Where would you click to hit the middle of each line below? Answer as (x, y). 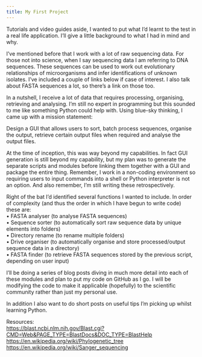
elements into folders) (33, 229)
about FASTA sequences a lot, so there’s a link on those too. (80, 86)
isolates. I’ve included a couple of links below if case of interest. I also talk (98, 79)
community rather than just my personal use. (62, 292)
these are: (19, 210)
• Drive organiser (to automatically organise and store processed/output (96, 242)
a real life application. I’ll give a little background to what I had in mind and (98, 35)
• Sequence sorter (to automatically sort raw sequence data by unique (94, 222)
